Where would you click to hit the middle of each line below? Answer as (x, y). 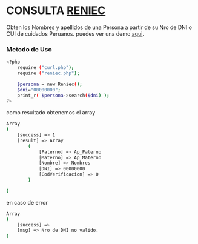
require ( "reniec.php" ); (48, 73)
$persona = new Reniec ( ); (50, 84)
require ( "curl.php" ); (46, 68)
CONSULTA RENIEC (56, 11)
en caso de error (27, 202)
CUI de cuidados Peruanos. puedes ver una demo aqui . (75, 33)
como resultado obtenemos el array (51, 113)
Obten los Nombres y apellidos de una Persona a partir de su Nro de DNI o (99, 27)
